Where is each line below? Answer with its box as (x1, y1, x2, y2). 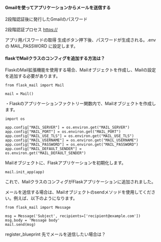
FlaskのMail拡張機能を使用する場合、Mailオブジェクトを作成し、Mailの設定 (5, 67, 156, 73)
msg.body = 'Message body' (5, 218, 60, 223)
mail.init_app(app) (5, 170, 45, 175)
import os (5, 116, 25, 122)
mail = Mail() (5, 91, 34, 96)
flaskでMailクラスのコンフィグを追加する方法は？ (5, 55, 105, 61)
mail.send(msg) (5, 222, 36, 227)
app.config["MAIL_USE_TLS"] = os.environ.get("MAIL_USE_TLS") (5, 133, 134, 139)
